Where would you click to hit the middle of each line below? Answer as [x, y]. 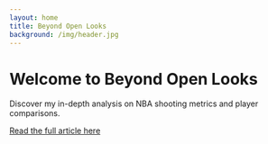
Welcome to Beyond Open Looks [134, 79]
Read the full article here [55, 130]
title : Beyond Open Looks [58, 26]
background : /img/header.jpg [64, 34]
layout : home [34, 18]
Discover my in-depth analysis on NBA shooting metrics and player [134, 103]
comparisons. [35, 113]
